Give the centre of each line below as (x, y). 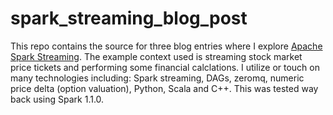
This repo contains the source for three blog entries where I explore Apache (166, 46)
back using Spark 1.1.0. (57, 99)
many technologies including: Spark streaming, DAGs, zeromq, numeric (157, 78)
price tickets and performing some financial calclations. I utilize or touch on (165, 67)
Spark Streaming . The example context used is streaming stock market (156, 56)
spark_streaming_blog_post (129, 18)
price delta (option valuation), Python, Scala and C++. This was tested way (164, 88)
